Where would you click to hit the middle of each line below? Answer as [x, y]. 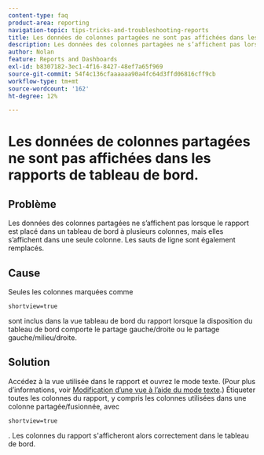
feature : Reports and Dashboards [63, 60]
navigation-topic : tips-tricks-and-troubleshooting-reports [109, 30]
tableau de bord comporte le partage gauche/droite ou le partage [114, 329]
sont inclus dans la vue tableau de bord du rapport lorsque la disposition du [130, 321]
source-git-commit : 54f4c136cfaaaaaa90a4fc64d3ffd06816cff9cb [112, 74]
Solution [29, 363]
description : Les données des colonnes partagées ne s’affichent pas [125, 45]
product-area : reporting [49, 23]
